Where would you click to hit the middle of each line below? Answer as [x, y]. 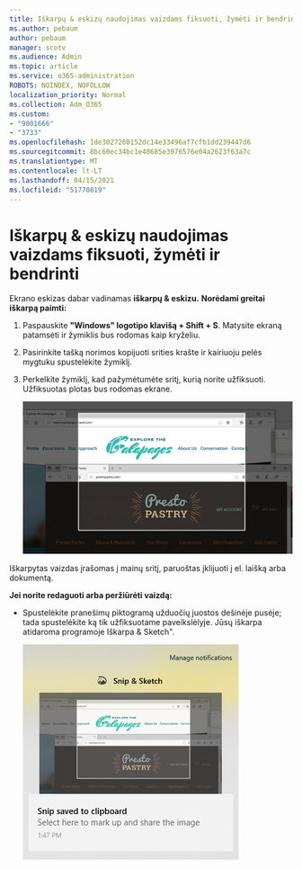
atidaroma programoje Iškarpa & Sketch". [98, 632]
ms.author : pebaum [44, 28]
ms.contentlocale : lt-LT [56, 171]
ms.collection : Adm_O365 [56, 104]
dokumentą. [31, 578]
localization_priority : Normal [68, 94]
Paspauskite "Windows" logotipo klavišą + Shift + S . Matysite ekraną [152, 326]
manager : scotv [38, 48]
